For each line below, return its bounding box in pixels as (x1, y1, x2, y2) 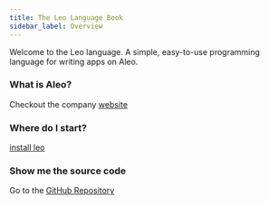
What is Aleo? (9, 79, 72, 91)
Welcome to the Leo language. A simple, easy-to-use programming (9, 46, 261, 57)
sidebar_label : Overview (9, 22, 103, 31)
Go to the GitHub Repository (9, 185, 115, 196)
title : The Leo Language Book (9, 13, 124, 23)
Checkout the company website (9, 98, 129, 109)
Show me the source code (9, 164, 127, 177)
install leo (9, 142, 45, 154)
